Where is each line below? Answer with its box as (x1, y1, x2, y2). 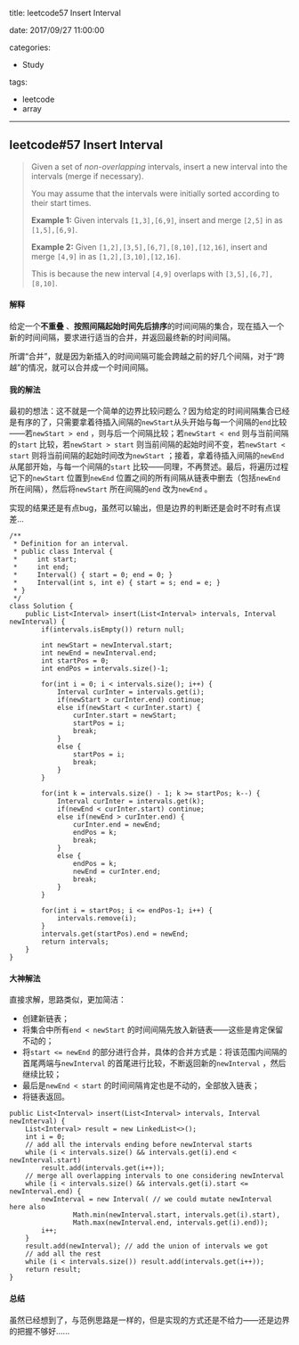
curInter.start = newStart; (72, 711, 177, 721)
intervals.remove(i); (56, 914, 138, 923)
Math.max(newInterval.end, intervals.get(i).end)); (72, 1218, 269, 1227)
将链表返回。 (21, 1092, 69, 1102)
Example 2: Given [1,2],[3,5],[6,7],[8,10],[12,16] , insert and (30, 241, 268, 252)
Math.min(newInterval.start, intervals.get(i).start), (72, 1210, 280, 1220)
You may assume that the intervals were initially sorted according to (30, 187, 280, 199)
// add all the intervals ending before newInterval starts (25, 1141, 253, 1150)
